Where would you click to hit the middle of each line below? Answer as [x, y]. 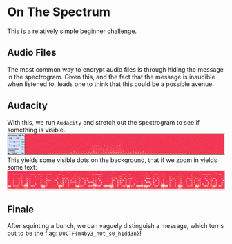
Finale [21, 209]
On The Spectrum [59, 12]
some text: [22, 167]
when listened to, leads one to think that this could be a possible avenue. [110, 84]
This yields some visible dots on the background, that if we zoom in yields [112, 160]
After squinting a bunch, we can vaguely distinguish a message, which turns [116, 226]
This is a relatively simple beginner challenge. [72, 31]
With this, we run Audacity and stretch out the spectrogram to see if [104, 122]
